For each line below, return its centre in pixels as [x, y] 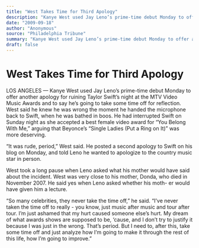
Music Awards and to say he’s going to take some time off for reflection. [94, 103]
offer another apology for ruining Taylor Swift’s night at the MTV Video [92, 97]
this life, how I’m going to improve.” [49, 239]
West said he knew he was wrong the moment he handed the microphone [96, 109]
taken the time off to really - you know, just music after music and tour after [98, 207]
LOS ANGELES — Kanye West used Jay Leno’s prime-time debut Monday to [99, 90]
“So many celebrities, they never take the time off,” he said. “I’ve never [92, 201]
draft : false [22, 45]
